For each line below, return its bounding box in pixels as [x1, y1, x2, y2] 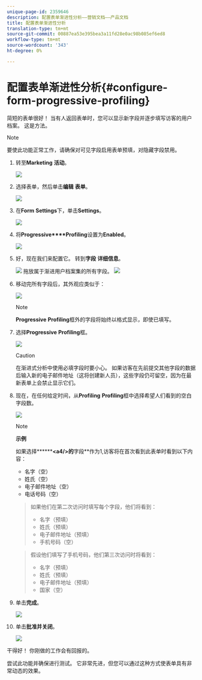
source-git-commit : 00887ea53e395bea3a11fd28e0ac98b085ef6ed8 [7, 31, 165, 37]
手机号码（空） [39, 538, 77, 545]
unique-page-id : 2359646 [7, 8, 69, 15]
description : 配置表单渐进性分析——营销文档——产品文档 [7, 14, 128, 20]
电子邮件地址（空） [24, 483, 73, 490]
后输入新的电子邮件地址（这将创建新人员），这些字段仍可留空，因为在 [15, 371, 186, 379]
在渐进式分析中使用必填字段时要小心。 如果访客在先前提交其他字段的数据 [15, 364, 196, 371]
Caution [15, 352, 35, 359]
